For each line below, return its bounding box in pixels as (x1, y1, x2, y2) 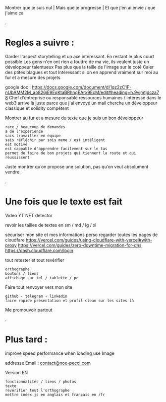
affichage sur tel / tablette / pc (5, 275, 79, 280)
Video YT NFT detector (5, 212, 53, 218)
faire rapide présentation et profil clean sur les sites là (5, 298, 134, 303)
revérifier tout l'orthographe (5, 388, 70, 393)
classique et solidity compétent (5, 105, 69, 111)
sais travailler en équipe (5, 133, 61, 138)
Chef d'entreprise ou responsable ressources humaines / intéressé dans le (9, 94, 162, 100)
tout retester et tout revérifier (5, 257, 64, 263)
